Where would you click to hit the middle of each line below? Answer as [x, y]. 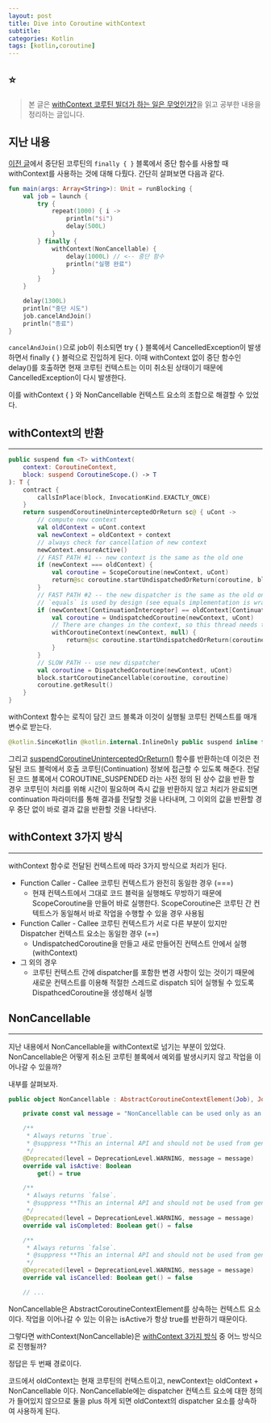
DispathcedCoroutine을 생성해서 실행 [92, 992]
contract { [41, 490]
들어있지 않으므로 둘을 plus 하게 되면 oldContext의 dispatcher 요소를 [126, 1400]
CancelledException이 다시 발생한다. [67, 378]
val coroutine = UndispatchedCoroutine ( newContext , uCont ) [152, 618]
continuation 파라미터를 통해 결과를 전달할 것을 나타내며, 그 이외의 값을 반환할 [131, 799]
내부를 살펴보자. [33, 1083]
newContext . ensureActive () [83, 550]
